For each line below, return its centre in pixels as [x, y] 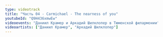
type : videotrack [23, 9]
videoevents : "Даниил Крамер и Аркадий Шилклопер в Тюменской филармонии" [82, 23]
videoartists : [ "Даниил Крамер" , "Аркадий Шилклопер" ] [62, 27]
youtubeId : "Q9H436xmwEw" [31, 18]
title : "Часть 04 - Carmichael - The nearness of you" [62, 14]
